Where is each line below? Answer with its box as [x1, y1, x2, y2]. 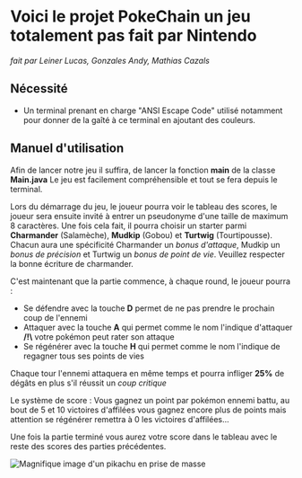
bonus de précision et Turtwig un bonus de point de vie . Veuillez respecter [10, 249, 285, 260]
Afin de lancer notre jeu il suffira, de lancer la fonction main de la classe [10, 164, 276, 175]
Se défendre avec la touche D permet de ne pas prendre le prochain [22, 303, 275, 314]
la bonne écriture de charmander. [10, 258, 134, 269]
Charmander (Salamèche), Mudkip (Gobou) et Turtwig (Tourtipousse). [10, 229, 272, 240]
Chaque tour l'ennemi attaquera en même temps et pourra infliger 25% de [10, 367, 285, 378]
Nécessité [10, 81, 68, 96]
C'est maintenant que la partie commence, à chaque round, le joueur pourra [10, 276, 290, 287]
